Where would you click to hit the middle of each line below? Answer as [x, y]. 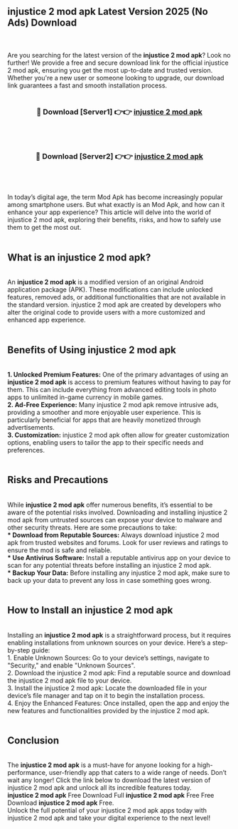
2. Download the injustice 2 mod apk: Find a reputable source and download [119, 672]
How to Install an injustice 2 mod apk [90, 610]
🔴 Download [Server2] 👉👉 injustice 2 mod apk [119, 157]
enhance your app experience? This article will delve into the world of [109, 212]
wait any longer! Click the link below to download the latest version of [109, 780]
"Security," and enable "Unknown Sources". [71, 665]
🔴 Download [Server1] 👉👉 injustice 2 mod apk [119, 112]
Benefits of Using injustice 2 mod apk [92, 350]
